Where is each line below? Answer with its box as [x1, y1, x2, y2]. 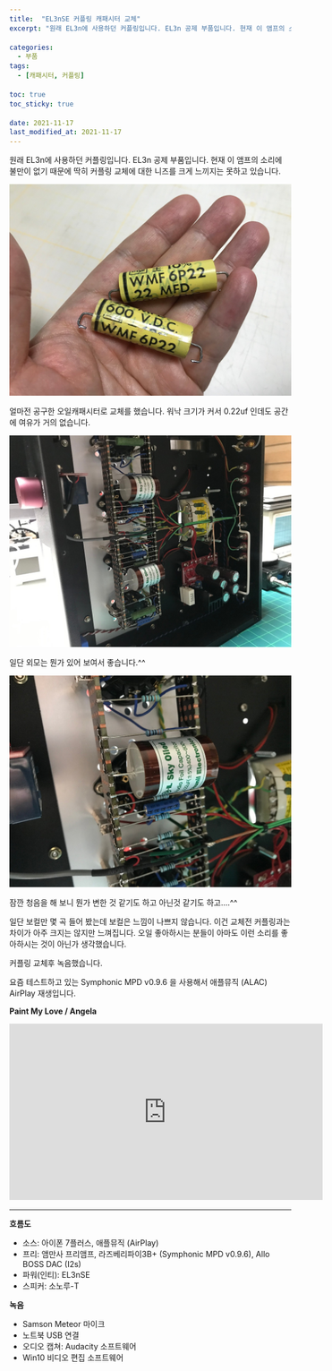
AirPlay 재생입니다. [9, 988, 76, 998]
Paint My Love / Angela [9, 1006, 97, 1016]
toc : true [9, 90, 47, 99]
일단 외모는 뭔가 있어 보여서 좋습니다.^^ [9, 657, 146, 668]
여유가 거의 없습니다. [18, 417, 91, 428]
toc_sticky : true [9, 99, 74, 108]
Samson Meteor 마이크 [21, 1319, 106, 1330]
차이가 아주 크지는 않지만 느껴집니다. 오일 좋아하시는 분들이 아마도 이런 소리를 [9, 928, 279, 938]
